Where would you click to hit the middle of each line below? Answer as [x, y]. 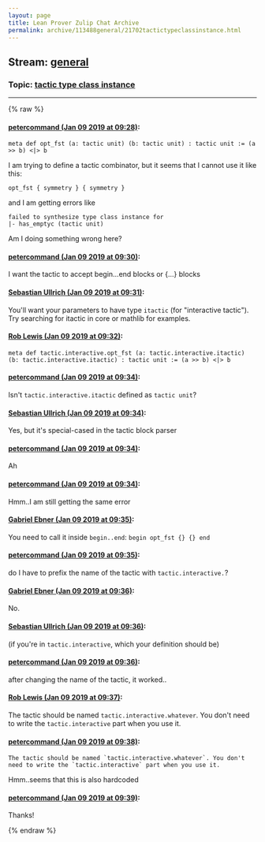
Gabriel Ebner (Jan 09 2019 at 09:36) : [71, 591]
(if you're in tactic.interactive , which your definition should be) [114, 644]
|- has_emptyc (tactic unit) [56, 224]
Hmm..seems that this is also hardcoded [74, 780]
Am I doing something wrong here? [65, 239]
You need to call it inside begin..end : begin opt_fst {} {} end [109, 537]
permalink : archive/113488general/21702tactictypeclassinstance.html [125, 30]
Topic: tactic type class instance [72, 84]
